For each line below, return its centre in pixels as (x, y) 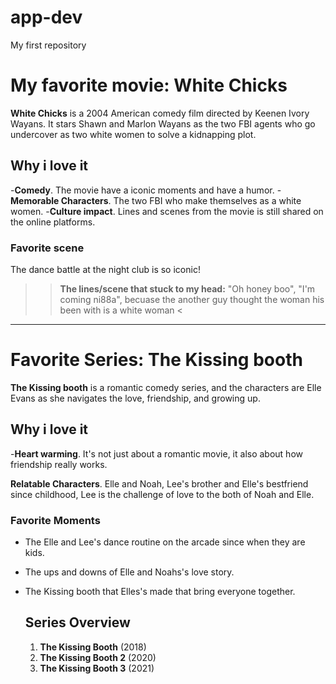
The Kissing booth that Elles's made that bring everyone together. (160, 592)
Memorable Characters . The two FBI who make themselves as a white (156, 200)
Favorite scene (47, 248)
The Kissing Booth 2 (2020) (98, 657)
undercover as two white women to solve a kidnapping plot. (133, 134)
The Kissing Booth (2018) (93, 647)
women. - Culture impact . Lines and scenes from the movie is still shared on (167, 211)
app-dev (46, 17)
